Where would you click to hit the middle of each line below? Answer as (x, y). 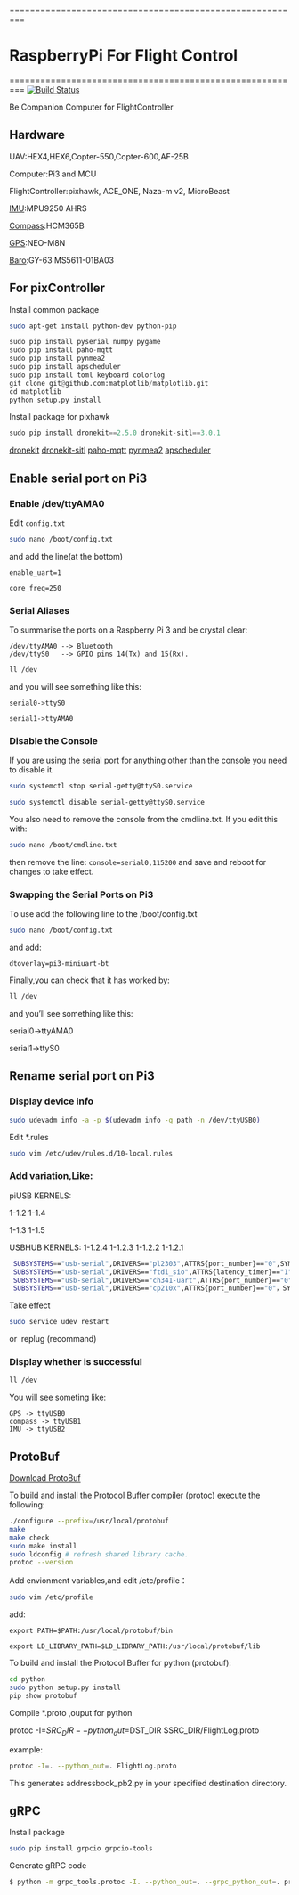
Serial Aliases (40, 610)
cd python (28, 1679)
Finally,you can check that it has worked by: (90, 980)
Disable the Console (53, 740)
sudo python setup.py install (65, 1688)
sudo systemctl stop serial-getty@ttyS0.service (101, 786)
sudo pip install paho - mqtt (61, 350)
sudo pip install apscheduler (65, 367)
